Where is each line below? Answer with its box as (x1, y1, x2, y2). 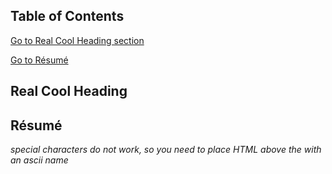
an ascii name (10, 154, 69, 166)
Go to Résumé (10, 54, 69, 66)
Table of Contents (10, 8, 125, 25)
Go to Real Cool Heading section (10, 34, 145, 46)
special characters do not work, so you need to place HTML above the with (10, 144, 322, 156)
